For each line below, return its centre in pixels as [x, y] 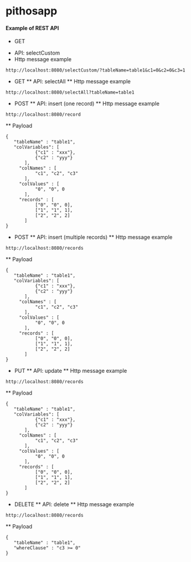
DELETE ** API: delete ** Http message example [74, 504]
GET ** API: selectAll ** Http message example [72, 82]
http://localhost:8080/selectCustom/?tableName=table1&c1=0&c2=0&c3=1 [95, 70]
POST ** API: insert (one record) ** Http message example [87, 104]
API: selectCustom [37, 53]
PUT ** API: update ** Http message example [70, 371]
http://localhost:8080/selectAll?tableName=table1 [70, 92]
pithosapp [31, 11]
